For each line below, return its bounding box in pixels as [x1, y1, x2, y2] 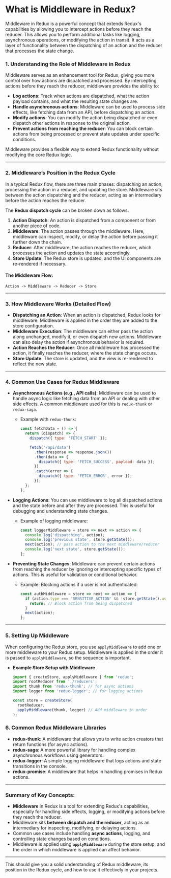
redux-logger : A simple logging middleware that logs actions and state [12, 757, 161, 763]
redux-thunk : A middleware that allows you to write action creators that [12, 736, 163, 742]
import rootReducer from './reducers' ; [12, 679, 98, 684]
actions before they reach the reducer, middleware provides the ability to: [5, 83, 159, 89]
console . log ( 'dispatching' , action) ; [24, 532, 105, 538]
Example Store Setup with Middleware [12, 664, 95, 671]
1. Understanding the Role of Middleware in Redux [5, 60, 131, 68]
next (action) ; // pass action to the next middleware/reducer [24, 542, 160, 547]
